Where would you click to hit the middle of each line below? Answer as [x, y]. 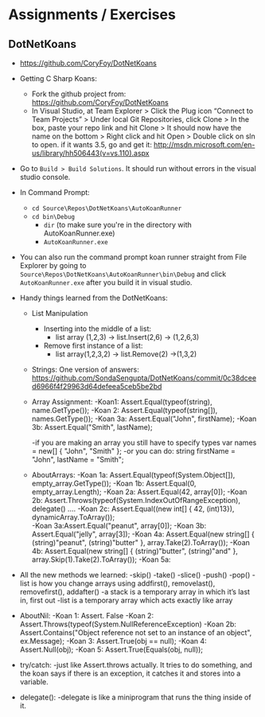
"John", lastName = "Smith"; [78, 460]
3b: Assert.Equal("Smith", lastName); [92, 427]
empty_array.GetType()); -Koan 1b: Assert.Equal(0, [114, 483]
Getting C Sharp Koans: [58, 78]
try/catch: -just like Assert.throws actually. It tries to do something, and [136, 665]
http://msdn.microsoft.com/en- [205, 144]
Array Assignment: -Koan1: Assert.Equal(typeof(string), [122, 402]
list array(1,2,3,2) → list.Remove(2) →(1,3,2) [126, 354]
